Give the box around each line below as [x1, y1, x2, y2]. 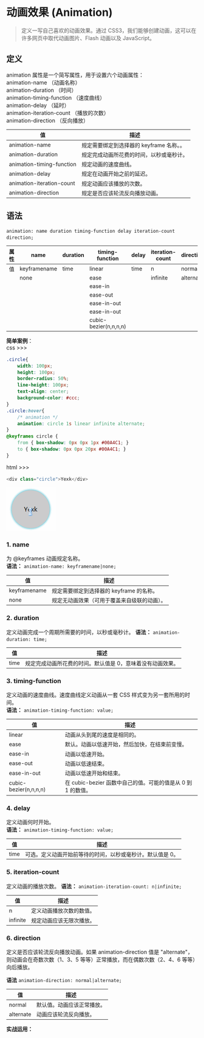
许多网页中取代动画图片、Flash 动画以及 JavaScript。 [21, 34, 155, 41]
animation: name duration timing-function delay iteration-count [6, 229, 175, 235]
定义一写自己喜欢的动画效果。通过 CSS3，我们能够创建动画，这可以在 [21, 27, 197, 34]
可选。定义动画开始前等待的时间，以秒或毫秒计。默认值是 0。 [25, 850, 179, 858]
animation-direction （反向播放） [6, 117, 89, 124]
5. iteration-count [6, 868, 59, 876]
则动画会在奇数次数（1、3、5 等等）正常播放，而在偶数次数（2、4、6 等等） [6, 956, 195, 963]
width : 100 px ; [17, 363, 53, 369]
